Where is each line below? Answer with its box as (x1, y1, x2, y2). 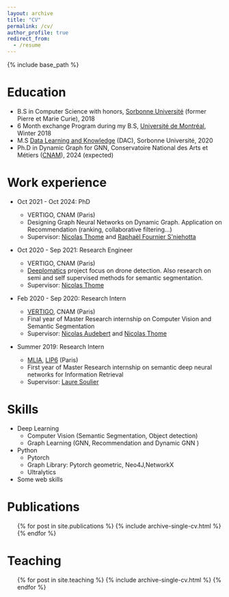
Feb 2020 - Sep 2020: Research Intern (16, 294, 126, 302)
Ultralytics (27, 468, 57, 476)
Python (16, 446, 38, 454)
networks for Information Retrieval (27, 370, 124, 379)
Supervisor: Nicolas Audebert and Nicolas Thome (27, 329, 167, 338)
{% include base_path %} (7, 61, 79, 68)
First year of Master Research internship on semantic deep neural (27, 363, 213, 371)
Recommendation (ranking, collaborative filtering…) (27, 225, 172, 233)
